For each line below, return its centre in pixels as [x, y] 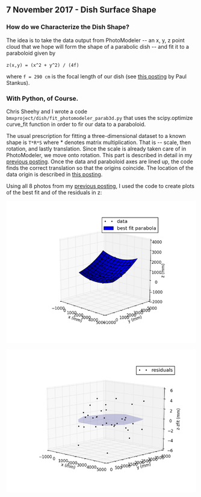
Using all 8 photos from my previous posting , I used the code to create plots [100, 186]
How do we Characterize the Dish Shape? [68, 27]
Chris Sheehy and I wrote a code [47, 111]
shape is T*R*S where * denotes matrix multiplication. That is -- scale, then [99, 142]
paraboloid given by [31, 53]
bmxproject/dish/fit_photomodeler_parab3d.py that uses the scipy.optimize [100, 117]
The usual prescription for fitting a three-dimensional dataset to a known [96, 136]
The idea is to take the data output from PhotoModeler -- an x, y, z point [95, 40]
